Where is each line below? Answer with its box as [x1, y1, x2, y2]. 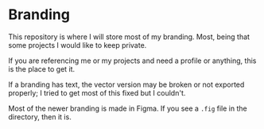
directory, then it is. [8, 111, 72, 121]
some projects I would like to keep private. [8, 40, 147, 49]
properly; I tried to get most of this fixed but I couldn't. [8, 88, 186, 97]
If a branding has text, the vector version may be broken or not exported [8, 80, 245, 89]
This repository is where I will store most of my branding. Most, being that [8, 32, 250, 41]
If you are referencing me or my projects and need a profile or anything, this [8, 56, 257, 65]
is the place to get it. [8, 64, 76, 73]
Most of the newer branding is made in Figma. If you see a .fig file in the [8, 104, 248, 113]
